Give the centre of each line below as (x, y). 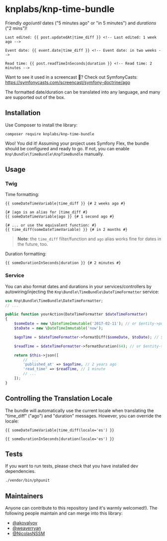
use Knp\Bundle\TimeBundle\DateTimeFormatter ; (54, 301)
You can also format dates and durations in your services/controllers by (78, 286)
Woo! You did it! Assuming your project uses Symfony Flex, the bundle (77, 143)
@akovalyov (25, 523)
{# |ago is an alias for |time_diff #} (46, 213)
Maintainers (24, 496)
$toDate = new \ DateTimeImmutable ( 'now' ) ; (59, 328)
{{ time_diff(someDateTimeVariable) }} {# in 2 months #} (66, 230)
